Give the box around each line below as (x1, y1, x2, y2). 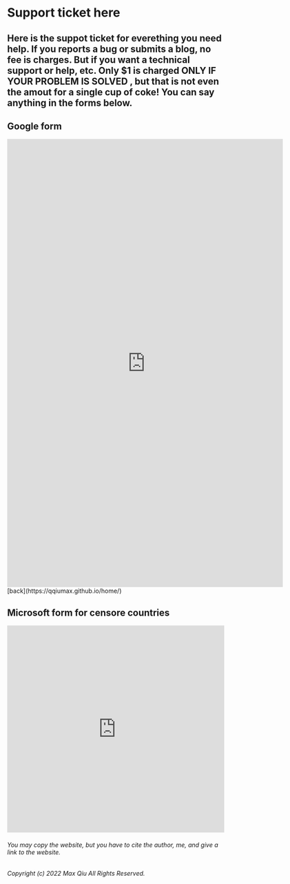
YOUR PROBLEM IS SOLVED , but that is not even (7, 75, 219, 87)
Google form (7, 120, 62, 132)
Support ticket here (7, 5, 121, 21)
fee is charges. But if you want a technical (7, 54, 191, 66)
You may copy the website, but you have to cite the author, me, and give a (7, 841, 218, 849)
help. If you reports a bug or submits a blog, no (7, 43, 211, 55)
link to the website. (7, 847, 61, 856)
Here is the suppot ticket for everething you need (7, 32, 222, 44)
